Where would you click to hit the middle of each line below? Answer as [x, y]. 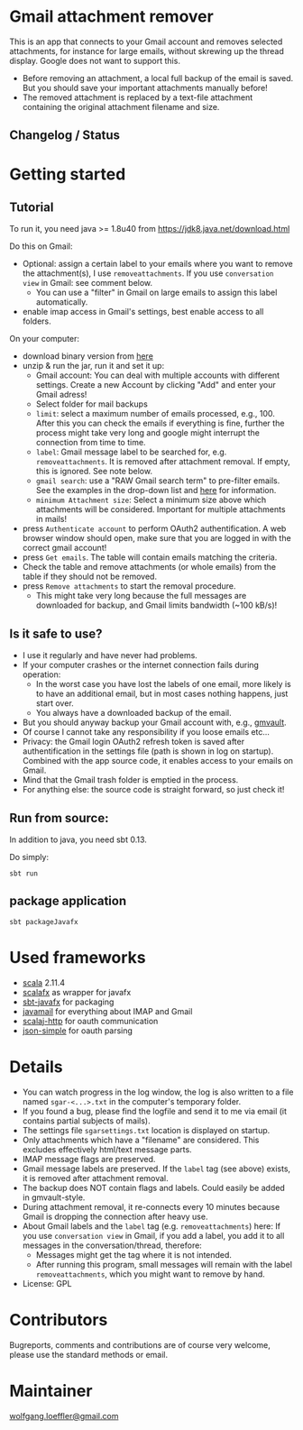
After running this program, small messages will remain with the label [164, 1264]
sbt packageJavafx [44, 921]
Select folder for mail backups [92, 404]
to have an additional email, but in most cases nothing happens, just [162, 694]
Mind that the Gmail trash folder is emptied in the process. [130, 780]
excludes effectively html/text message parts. [107, 1149]
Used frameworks [78, 957]
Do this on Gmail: [41, 246]
